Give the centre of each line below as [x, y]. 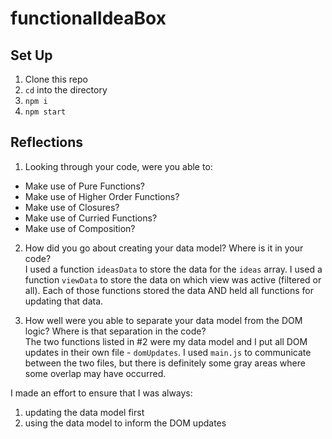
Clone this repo [56, 79]
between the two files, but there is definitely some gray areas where [165, 363]
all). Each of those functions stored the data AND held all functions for [169, 290]
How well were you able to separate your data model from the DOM [163, 320]
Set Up [31, 55]
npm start [45, 112]
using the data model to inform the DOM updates [125, 423]
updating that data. [64, 301]
